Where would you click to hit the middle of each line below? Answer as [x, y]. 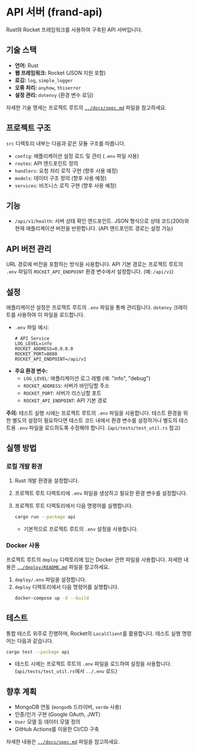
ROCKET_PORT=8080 [36, 354]
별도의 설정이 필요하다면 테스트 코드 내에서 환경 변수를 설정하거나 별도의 [95, 420]
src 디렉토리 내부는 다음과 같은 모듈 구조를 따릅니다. [66, 143]
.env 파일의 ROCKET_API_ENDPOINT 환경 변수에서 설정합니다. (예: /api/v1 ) [90, 272]
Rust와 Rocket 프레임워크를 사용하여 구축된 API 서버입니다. [74, 30]
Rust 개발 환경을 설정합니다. [47, 480]
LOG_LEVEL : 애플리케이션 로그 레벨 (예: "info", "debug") [87, 378]
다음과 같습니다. [35, 641]
